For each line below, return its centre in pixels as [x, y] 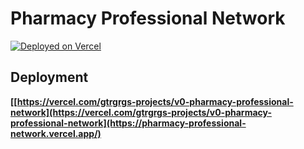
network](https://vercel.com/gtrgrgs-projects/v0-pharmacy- [141, 112]
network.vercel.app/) [56, 133]
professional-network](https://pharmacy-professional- [128, 123]
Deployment [49, 77]
